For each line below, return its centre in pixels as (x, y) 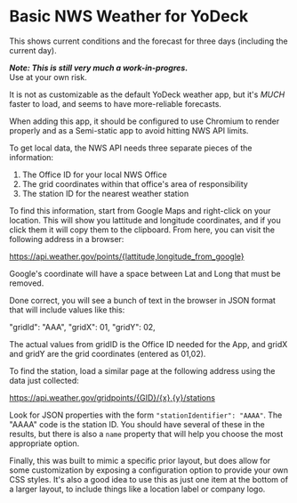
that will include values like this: (67, 310)
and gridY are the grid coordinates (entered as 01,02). (108, 353)
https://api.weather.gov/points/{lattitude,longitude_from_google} (127, 256)
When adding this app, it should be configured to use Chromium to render (144, 121)
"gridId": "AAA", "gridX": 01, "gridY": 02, (82, 327)
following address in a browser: (67, 239)
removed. (27, 283)
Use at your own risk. (48, 77)
